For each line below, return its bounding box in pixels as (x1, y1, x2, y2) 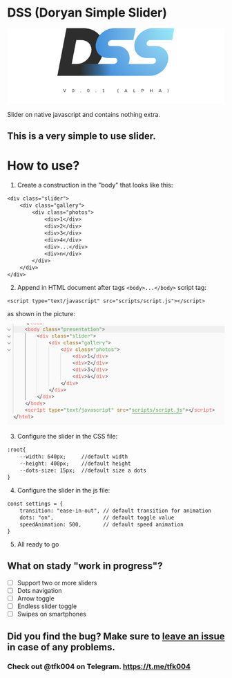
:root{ (7, 446, 26, 454)
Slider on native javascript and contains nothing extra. (7, 110, 161, 118)
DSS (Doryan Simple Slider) (7, 5, 168, 21)
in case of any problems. (7, 641, 116, 653)
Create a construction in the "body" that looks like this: (17, 181, 173, 189)
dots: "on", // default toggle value (19, 514, 175, 522)
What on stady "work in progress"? (7, 560, 163, 572)
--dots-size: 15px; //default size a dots (19, 467, 147, 475)
